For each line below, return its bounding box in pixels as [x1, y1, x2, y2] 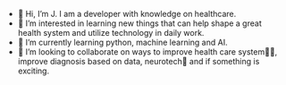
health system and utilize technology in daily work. [17, 28, 205, 38]
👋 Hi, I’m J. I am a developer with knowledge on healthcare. [17, 9, 237, 19]
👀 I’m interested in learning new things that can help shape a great [17, 18, 262, 29]
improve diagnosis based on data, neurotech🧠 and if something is [17, 56, 260, 66]
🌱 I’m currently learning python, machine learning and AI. [17, 37, 228, 47]
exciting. [17, 65, 50, 76]
